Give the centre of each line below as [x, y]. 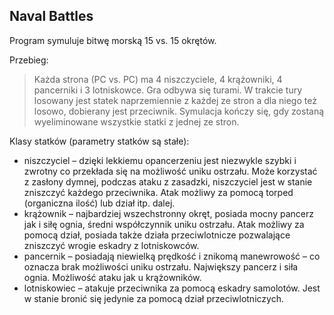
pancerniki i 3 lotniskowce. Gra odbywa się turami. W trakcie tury [168, 90]
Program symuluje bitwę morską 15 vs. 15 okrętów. [113, 40]
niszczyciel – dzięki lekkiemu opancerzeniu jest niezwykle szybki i [160, 160]
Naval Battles [51, 16]
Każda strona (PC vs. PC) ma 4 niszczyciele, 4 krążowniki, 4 [158, 79]
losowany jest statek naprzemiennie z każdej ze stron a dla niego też [175, 100]
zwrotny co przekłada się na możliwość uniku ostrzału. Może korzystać [170, 171]
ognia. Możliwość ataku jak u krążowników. [112, 277]
